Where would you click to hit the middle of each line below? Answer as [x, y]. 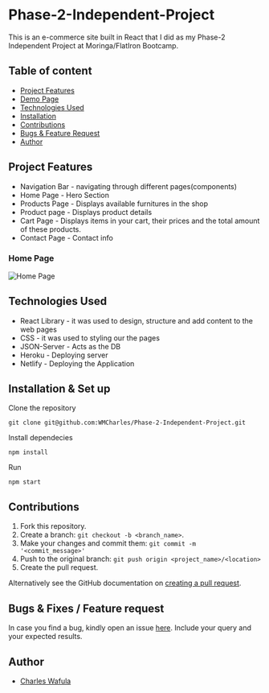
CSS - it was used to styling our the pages [90, 338]
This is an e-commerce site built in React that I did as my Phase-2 [117, 37]
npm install [28, 452]
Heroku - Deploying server [64, 355]
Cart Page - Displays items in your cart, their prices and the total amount [140, 221]
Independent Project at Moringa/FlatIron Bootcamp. [94, 45]
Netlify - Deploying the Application [77, 363]
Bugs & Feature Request [60, 133]
